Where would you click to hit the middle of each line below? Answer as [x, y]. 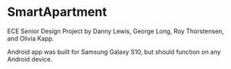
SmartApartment [57, 12]
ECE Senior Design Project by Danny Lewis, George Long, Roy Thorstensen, [115, 31]
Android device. [30, 59]
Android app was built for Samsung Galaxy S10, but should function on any [114, 52]
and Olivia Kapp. [31, 38]
